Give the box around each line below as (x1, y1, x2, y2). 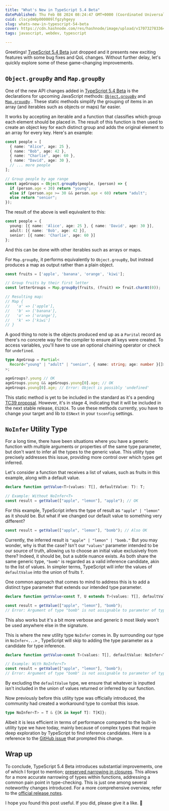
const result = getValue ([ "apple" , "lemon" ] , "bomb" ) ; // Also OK (5, 528, 147, 533)
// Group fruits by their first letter (5, 281, 89, 286)
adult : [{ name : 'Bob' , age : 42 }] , (10, 228, 87, 233)
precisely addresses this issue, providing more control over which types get (5, 454, 162, 460)
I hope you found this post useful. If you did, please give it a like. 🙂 (5, 799, 143, 806)
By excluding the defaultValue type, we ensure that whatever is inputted (5, 680, 155, 686)
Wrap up (5, 750, 33, 759)
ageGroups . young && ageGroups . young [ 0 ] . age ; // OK (5, 380, 114, 385)
